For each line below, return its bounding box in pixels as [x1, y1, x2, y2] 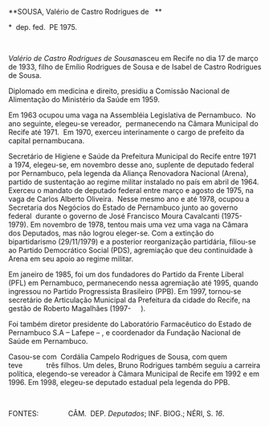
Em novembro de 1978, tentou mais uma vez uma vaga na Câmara [30, 220, 249, 229]
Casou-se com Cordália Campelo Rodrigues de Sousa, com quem [8, 352, 227, 361]
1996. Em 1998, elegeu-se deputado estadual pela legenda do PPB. [8, 378, 230, 387]
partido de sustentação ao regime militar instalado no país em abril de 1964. [8, 177, 259, 186]
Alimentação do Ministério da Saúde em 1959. [8, 95, 161, 104]
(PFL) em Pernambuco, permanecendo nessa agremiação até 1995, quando [8, 278, 259, 288]
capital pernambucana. [8, 136, 85, 145]
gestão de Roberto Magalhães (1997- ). [8, 304, 146, 313]
